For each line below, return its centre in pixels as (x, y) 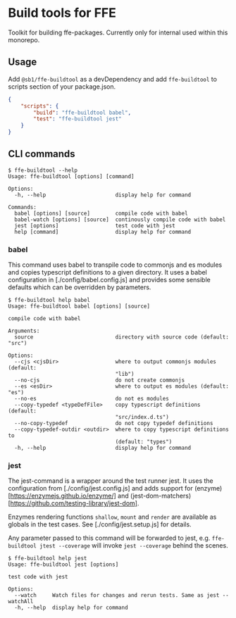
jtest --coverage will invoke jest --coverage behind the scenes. (133, 546)
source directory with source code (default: (122, 337)
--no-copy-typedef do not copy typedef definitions (114, 424)
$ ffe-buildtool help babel (49, 301)
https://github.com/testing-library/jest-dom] (74, 503)
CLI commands (42, 154)
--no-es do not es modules (92, 399)
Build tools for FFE (62, 13)
